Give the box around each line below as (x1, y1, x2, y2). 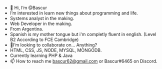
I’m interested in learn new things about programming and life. (9, 10, 138, 16)
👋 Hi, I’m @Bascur (9, 5, 47, 10)
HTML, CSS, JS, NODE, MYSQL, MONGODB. (9, 47, 102, 53)
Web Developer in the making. (9, 20, 72, 26)
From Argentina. (9, 26, 43, 32)
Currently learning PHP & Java (9, 52, 73, 58)
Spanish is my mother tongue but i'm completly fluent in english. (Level (9, 31, 156, 37)
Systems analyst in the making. (9, 15, 74, 21)
